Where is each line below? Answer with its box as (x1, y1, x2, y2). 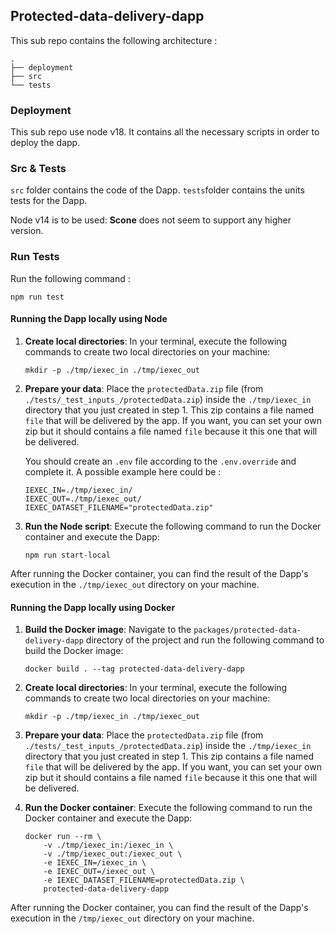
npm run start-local (24, 550, 111, 560)
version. (10, 225, 44, 237)
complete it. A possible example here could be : (24, 465, 222, 478)
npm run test (10, 292, 65, 302)
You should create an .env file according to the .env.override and (24, 455, 297, 467)
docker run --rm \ (24, 832, 102, 842)
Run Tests (10, 250, 60, 264)
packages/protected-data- (193, 625, 302, 636)
